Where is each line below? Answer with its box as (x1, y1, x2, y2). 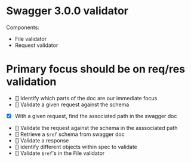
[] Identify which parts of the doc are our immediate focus (14, 94, 158, 101)
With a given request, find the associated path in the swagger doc (14, 112, 177, 119)
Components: (6, 24, 40, 31)
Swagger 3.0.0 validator (6, 4, 128, 18)
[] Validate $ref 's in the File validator (14, 150, 105, 157)
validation (6, 75, 57, 88)
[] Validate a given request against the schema (14, 101, 130, 108)
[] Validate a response (14, 136, 69, 144)
